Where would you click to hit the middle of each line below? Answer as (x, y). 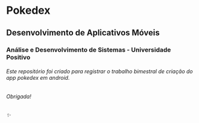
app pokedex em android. (38, 78)
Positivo (19, 57)
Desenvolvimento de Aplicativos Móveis (83, 33)
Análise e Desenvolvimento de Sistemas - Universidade (89, 50)
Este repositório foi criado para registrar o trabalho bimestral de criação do (99, 71)
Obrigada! (19, 96)
